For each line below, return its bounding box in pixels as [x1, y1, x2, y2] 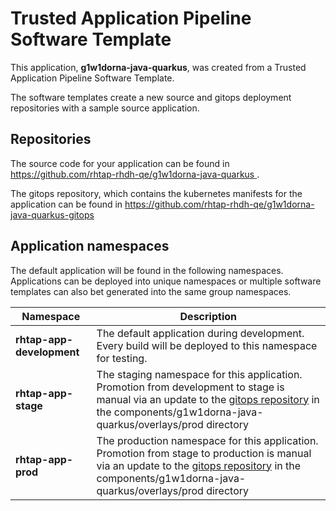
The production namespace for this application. [96, 433, 319, 447]
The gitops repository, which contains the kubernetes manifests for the [10, 187, 303, 199]
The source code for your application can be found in [10, 157, 230, 169]
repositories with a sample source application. [10, 102, 200, 114]
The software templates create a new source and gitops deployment [10, 91, 292, 103]
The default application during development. [96, 326, 305, 340]
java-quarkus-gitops [10, 208, 95, 221]
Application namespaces [10, 238, 170, 255]
